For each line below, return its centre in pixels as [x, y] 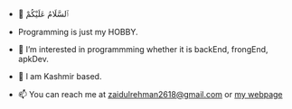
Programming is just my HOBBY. [78, 32]
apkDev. [33, 59]
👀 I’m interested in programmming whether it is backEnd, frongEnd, [143, 49]
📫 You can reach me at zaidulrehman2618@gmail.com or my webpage [150, 94]
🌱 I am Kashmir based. [60, 76]
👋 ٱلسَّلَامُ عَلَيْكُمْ [43, 14]
